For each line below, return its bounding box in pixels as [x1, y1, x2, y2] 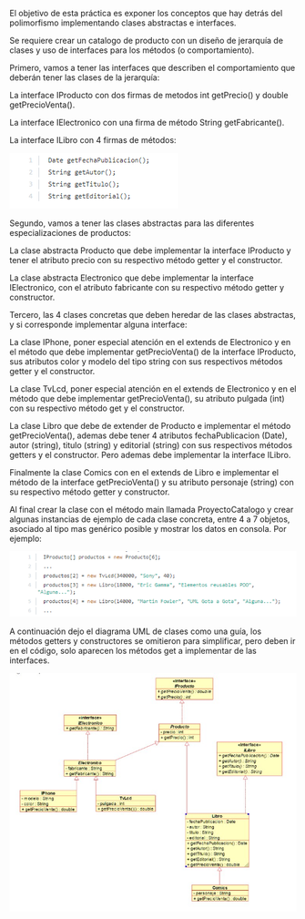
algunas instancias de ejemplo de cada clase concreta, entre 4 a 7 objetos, [9, 514, 290, 525]
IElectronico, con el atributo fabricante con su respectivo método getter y [9, 282, 285, 292]
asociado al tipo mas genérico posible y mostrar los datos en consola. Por [9, 524, 287, 534]
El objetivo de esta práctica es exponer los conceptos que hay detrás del [9, 8, 283, 18]
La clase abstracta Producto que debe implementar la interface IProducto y [9, 245, 291, 256]
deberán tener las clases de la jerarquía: [9, 72, 160, 83]
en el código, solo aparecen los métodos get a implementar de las [9, 646, 257, 657]
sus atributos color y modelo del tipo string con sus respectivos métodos [9, 356, 283, 367]
